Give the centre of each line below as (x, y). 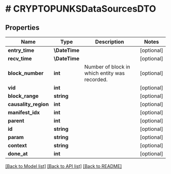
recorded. (96, 79)
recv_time (20, 59)
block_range (23, 96)
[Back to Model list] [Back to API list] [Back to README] (64, 166)
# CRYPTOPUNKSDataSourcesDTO (81, 9)
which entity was (105, 73)
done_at (18, 154)
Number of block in (107, 67)
